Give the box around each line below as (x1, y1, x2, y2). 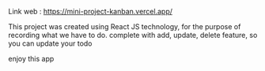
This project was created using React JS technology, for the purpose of (8, 22, 241, 31)
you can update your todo (8, 39, 93, 48)
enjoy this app (8, 54, 55, 63)
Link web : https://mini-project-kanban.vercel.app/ (8, 7, 172, 16)
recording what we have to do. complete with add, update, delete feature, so (8, 31, 258, 39)
